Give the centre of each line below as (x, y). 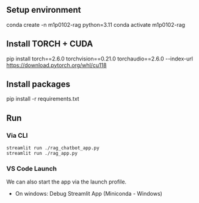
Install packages (38, 84)
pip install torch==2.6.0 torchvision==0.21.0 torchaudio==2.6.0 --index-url (100, 59)
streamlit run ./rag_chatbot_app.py (53, 148)
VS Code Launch (31, 169)
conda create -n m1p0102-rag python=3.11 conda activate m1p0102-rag (96, 24)
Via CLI (17, 135)
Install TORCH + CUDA (50, 44)
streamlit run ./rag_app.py (42, 154)
